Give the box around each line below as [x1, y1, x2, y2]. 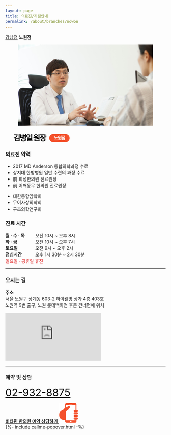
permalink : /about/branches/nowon [5, 19, 79, 24]
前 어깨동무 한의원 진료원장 [12, 182, 67, 188]
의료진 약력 [5, 150, 31, 158]
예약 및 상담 [5, 374, 32, 381]
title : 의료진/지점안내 [5, 13, 48, 19]
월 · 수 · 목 [5, 233, 25, 239]
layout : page [5, 8, 33, 13]
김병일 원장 [13, 133, 46, 143]
